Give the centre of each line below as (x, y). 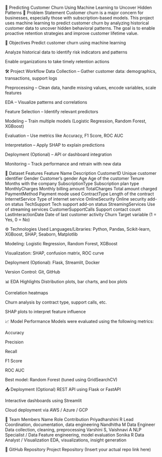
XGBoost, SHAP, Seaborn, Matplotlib (42, 234)
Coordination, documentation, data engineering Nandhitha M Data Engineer (80, 424)
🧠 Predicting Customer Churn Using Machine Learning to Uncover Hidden (79, 8)
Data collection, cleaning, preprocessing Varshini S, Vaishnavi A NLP (73, 430)
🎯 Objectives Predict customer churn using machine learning (66, 43)
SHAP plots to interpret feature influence (45, 312)
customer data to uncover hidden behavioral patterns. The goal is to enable (80, 28)
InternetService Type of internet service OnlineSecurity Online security (76, 199)
